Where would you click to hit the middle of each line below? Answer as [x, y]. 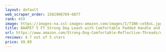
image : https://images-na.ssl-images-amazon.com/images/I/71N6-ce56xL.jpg [84, 24]
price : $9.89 [19, 42]
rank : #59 [15, 19]
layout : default [22, 10]
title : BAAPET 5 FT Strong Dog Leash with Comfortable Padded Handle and [83, 28]
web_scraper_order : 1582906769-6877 [43, 14]
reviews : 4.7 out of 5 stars [35, 38]
